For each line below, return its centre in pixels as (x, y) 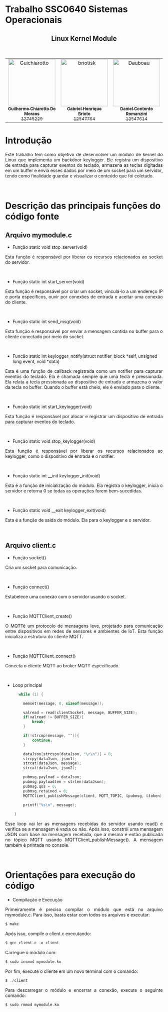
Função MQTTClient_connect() (44, 656)
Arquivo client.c (31, 545)
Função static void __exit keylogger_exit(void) (59, 510)
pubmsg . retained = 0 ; (46, 791)
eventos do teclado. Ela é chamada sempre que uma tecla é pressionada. (84, 376)
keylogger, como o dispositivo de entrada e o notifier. (60, 456)
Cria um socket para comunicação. (41, 567)
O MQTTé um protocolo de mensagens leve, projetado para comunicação (84, 626)
